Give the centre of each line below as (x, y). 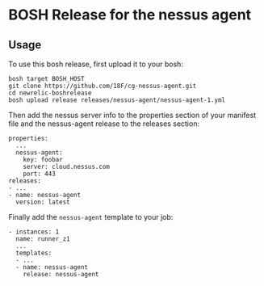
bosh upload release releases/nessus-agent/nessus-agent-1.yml (117, 100)
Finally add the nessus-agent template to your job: (91, 217)
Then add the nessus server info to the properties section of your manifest (132, 115)
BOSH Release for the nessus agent (130, 15)
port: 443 (40, 174)
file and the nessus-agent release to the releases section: (104, 124)
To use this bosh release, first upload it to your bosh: (96, 64)
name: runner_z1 (43, 239)
